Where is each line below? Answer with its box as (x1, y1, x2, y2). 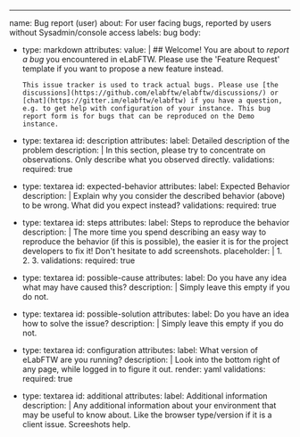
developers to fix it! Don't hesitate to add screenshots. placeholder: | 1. (21, 246, 283, 256)
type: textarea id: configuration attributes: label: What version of (21, 345, 259, 355)
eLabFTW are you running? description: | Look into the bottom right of (21, 354, 280, 365)
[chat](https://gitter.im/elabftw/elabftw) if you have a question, (21, 96, 283, 105)
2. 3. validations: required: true (21, 255, 136, 266)
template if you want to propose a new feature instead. (21, 63, 224, 74)
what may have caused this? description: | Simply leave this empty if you (21, 282, 290, 293)
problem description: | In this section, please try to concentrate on (21, 144, 266, 155)
